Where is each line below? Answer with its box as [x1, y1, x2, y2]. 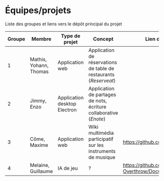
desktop [58, 100, 77, 107]
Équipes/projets [5, 5, 72, 16]
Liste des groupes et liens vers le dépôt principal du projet [5, 21, 122, 27]
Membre [31, 36, 52, 42]
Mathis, [30, 56, 47, 63]
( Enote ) [88, 115, 106, 122]
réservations [88, 59, 117, 66]
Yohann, [30, 62, 49, 69]
